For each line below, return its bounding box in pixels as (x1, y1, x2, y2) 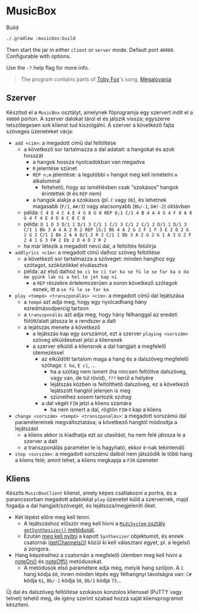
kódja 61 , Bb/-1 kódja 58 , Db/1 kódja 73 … (23, 577, 122, 584)
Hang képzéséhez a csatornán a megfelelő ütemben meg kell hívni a (14, 552, 182, 559)
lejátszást (14, 425, 39, 432)
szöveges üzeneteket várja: (6, 127, 74, 135)
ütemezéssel (32, 348, 64, 356)
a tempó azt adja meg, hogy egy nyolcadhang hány (23, 298, 147, 305)
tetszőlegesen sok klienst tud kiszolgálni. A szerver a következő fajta (6, 121, 174, 129)
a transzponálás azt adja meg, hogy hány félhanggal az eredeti (23, 311, 178, 318)
